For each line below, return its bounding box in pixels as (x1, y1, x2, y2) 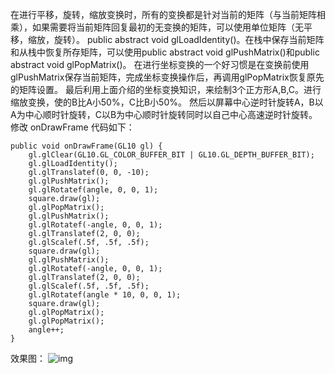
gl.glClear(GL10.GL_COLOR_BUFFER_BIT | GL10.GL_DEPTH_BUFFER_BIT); (28, 150, 315, 160)
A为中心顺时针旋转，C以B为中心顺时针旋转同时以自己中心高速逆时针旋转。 (10, 109, 318, 120)
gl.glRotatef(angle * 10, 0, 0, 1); (28, 290, 182, 300)
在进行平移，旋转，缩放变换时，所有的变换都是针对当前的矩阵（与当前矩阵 (10, 9, 317, 20)
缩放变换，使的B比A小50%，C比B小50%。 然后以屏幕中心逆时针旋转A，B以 (10, 96, 324, 108)
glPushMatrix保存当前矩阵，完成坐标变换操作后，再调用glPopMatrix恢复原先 (10, 71, 325, 83)
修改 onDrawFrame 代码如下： (10, 121, 135, 133)
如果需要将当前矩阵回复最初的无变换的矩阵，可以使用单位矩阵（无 (31, 21, 304, 33)
